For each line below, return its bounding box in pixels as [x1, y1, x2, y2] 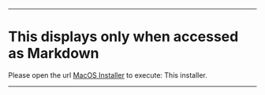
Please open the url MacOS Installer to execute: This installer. [8, 70, 207, 79]
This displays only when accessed [8, 28, 239, 46]
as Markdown [8, 45, 100, 63]
